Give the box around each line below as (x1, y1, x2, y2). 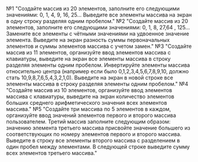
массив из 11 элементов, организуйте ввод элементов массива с (6, 49, 171, 56)
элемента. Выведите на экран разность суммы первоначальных (6, 37, 170, 43)
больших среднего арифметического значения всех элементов (6, 99, 167, 106)
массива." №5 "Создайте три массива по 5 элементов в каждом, (6, 106, 171, 112)
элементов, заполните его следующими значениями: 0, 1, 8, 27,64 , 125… (6, 24, 190, 31)
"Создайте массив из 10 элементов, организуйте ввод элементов (6, 87, 173, 93)
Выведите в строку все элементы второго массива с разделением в (6, 137, 180, 144)
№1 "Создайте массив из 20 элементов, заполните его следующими (6, 5, 180, 12)
